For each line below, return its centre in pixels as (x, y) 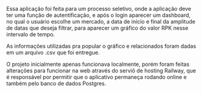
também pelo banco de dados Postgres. (56, 83)
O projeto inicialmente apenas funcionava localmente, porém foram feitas (98, 64)
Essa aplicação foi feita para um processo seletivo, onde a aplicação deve (99, 9)
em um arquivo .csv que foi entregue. (53, 53)
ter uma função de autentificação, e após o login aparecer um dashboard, (99, 15)
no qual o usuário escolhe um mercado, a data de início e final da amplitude (101, 21)
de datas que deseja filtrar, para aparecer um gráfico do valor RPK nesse (97, 28)
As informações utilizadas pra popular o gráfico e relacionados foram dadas (101, 46)
